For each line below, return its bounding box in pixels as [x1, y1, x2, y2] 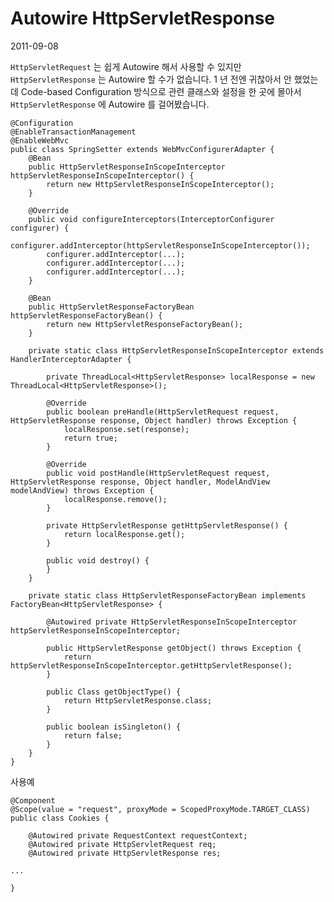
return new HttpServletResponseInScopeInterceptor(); [46, 179, 275, 189]
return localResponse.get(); [63, 529, 186, 539]
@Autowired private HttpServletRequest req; [28, 839, 217, 849]
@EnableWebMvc [10, 135, 70, 146]
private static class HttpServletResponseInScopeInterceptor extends [28, 345, 325, 356]
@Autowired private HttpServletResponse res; [28, 848, 222, 858]
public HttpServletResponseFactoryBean [28, 302, 195, 312]
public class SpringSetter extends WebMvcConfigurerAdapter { [10, 144, 275, 154]
